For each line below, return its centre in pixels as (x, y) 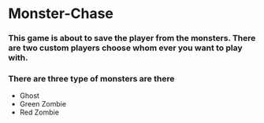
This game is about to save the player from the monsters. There (132, 38)
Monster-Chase (61, 14)
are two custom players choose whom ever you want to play (125, 48)
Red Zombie (39, 112)
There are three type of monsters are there (91, 79)
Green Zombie (43, 104)
